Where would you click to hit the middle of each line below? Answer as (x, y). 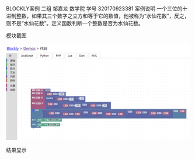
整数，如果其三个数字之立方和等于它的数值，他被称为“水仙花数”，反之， (103, 16)
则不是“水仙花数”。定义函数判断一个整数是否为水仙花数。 (75, 23)
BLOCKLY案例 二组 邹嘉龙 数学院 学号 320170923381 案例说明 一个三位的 (94, 8)
